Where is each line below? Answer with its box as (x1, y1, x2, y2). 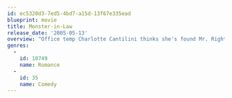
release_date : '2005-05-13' (7, 29, 88, 37)
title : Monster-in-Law (7, 23, 72, 30)
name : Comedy (19, 81, 57, 88)
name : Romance (19, 61, 60, 68)
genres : (7, 42, 30, 49)
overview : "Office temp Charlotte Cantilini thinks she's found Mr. (7, 36, 209, 43)
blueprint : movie (7, 17, 57, 23)
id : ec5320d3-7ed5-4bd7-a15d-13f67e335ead (7, 10, 131, 17)
